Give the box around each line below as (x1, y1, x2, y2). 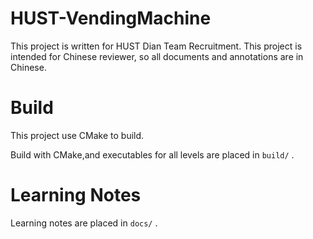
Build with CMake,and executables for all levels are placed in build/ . (10, 148, 295, 161)
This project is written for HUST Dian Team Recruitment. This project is (10, 40, 303, 52)
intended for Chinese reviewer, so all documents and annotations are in (10, 50, 304, 62)
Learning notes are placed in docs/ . (10, 217, 158, 229)
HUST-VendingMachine (10, 7, 212, 30)
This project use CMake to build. (10, 129, 145, 141)
